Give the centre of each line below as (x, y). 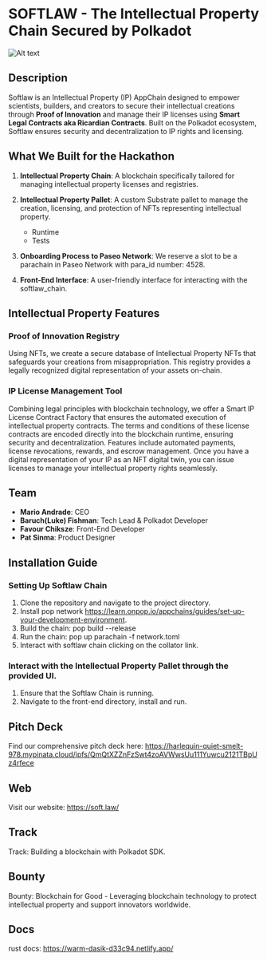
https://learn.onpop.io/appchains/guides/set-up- (165, 611)
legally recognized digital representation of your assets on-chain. (115, 370)
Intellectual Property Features (84, 313)
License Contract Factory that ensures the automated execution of (118, 417)
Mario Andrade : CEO (55, 512)
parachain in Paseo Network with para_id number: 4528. (112, 264)
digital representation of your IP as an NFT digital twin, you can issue (122, 459)
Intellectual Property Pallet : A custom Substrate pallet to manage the (134, 200)
